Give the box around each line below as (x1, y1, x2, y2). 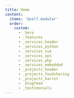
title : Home (5, 7, 30, 12)
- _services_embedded (18, 62, 63, 67)
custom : (14, 26, 30, 31)
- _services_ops (18, 53, 52, 58)
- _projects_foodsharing (18, 72, 70, 77)
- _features (18, 35, 43, 40)
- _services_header (18, 40, 58, 45)
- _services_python (18, 44, 58, 49)
